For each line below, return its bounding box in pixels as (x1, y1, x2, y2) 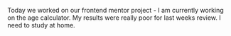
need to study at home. (7, 21, 76, 29)
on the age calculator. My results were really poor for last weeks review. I (7, 13, 222, 22)
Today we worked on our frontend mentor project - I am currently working (7, 6, 224, 14)
